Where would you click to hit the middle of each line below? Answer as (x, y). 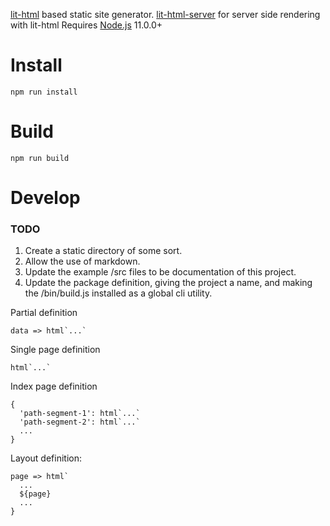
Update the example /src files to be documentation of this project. (160, 272)
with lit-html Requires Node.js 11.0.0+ (86, 25)
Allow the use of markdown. (82, 261)
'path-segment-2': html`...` (80, 422)
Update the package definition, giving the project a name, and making (168, 283)
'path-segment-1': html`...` (80, 414)
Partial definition (44, 313)
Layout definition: (46, 458)
